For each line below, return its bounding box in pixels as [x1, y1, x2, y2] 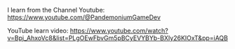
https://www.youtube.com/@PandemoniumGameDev [7, 13, 161, 21]
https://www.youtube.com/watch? [69, 27, 168, 35]
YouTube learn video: [7, 27, 69, 35]
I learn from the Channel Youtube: [7, 6, 105, 14]
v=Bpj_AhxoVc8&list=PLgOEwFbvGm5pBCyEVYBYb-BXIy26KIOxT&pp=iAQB [7, 34, 228, 42]
